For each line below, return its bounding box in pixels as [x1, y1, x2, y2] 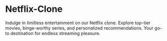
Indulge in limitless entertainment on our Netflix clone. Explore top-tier [5, 20, 151, 26]
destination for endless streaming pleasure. [10, 30, 101, 36]
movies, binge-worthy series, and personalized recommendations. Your [5, 25, 153, 31]
